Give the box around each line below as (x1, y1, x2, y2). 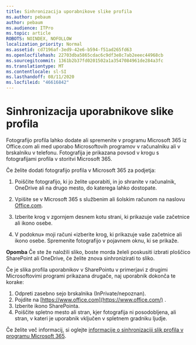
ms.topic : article (6, 31, 51, 36)
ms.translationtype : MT (6, 63, 64, 69)
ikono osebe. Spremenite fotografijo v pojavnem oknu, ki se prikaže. (14, 237, 179, 244)
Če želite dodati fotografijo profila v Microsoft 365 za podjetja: (6, 167, 156, 174)
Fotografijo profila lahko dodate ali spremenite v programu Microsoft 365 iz (6, 136, 187, 144)
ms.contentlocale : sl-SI (6, 69, 67, 75)
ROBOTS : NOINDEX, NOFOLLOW (6, 36, 72, 42)
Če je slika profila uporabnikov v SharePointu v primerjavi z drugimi (6, 266, 168, 273)
